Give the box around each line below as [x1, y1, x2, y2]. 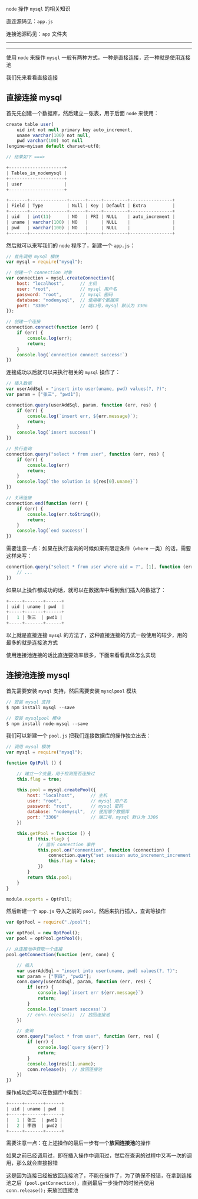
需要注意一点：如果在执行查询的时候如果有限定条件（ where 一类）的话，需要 [6, 545, 192, 552]
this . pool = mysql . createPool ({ [16, 787, 96, 793]
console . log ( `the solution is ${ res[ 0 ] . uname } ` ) [16, 479, 138, 485]
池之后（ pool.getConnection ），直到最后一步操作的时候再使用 [6, 1179, 154, 1187]
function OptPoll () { [6, 760, 62, 766]
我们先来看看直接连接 [6, 74, 58, 81]
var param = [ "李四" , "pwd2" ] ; [16, 973, 92, 979]
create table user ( [6, 121, 54, 127]
